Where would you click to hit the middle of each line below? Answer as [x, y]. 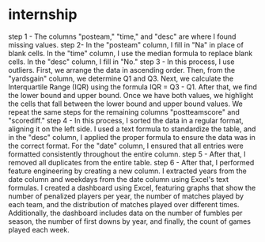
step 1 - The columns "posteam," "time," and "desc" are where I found [122, 36]
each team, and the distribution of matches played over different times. [124, 204]
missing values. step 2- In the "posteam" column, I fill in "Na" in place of [126, 44]
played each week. [39, 229]
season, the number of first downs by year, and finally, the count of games [130, 221]
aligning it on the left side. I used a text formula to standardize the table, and [132, 129]
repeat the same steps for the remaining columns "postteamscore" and [124, 112]
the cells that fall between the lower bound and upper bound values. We [125, 104]
